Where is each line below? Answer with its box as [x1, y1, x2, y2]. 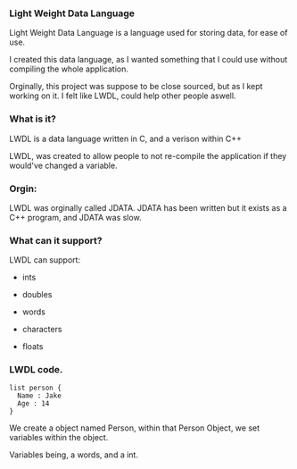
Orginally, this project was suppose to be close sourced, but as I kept [9, 81, 263, 92]
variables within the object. [9, 432, 109, 443]
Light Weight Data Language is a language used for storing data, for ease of [9, 28, 288, 38]
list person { [9, 383, 62, 393]
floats [21, 341, 44, 352]
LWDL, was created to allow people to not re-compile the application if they [9, 150, 287, 161]
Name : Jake [17, 391, 62, 400]
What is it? [9, 113, 56, 125]
